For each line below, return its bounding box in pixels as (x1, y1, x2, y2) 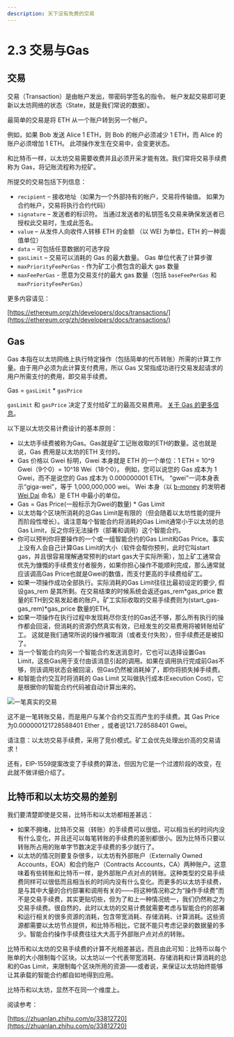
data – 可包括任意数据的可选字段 (17, 245, 110, 253)
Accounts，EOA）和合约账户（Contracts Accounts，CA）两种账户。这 (17, 860, 221, 868)
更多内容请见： (7, 294, 50, 302)
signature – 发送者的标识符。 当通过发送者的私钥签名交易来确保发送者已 (17, 210, 225, 218)
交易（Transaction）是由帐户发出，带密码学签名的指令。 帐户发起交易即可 (7, 92, 220, 100)
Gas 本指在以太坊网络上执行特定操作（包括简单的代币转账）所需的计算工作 (7, 355, 221, 363)
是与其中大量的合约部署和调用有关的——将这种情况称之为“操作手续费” (17, 886, 219, 895)
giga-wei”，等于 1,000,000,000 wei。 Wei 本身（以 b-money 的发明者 (26, 482, 226, 491)
